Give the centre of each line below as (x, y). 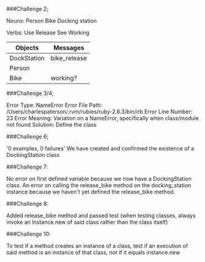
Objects (27, 48)
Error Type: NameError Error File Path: (54, 105)
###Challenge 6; (28, 137)
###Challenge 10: (28, 234)
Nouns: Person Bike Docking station (52, 21)
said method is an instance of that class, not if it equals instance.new (93, 252)
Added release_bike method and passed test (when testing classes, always (101, 215)
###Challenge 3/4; (30, 93)
